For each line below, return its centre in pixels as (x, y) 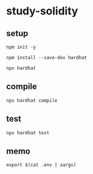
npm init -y (21, 47)
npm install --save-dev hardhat (46, 58)
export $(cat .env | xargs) (41, 165)
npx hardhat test (28, 133)
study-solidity (42, 11)
